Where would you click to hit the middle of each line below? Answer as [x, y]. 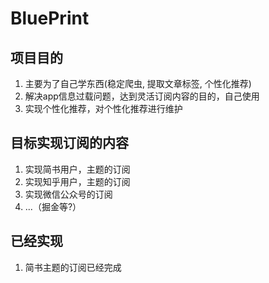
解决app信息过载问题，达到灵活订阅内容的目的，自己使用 [142, 96]
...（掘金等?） [53, 206]
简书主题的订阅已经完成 [73, 267]
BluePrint [50, 18]
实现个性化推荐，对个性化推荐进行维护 [103, 108]
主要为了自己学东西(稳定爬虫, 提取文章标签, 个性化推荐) [138, 83]
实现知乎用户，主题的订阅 [77, 181]
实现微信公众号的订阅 [68, 194]
